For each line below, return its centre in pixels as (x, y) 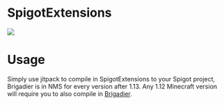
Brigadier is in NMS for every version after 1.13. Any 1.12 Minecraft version (112, 86)
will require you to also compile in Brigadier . (70, 94)
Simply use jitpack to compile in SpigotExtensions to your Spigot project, (111, 79)
